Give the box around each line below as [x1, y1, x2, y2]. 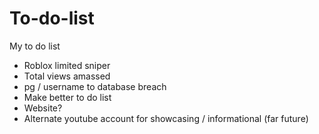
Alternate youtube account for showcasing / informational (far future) [23, 112, 309, 124]
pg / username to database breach [23, 80, 167, 92]
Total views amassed [23, 70, 111, 82]
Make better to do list [23, 91, 112, 103]
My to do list [9, 40, 61, 52]
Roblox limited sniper [23, 59, 111, 71]
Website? [23, 102, 63, 114]
